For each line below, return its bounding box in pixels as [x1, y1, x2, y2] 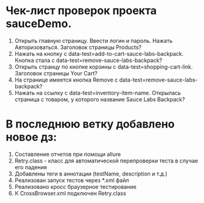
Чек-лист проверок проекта [6, 4, 157, 18]
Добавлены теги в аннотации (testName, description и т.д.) [14, 170, 168, 177]
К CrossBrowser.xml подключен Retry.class [14, 190, 126, 197]
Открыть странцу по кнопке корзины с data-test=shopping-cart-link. [14, 63, 194, 71]
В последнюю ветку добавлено [6, 117, 175, 131]
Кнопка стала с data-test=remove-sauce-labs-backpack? [14, 56, 163, 64]
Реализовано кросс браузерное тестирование [14, 183, 137, 190]
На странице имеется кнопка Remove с [14, 76, 118, 83]
